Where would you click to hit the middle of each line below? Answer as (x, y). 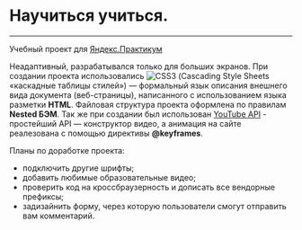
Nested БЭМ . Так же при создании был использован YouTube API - (138, 114)
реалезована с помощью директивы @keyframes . (107, 133)
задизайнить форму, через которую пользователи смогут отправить (155, 206)
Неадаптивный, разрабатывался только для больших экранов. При (139, 66)
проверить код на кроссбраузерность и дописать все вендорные (149, 187)
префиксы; (43, 196)
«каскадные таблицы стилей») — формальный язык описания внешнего (148, 85)
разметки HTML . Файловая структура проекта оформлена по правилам (148, 104)
